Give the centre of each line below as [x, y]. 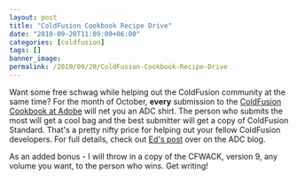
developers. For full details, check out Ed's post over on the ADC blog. [137, 139]
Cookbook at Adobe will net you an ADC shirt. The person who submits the [146, 111]
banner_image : [35, 59]
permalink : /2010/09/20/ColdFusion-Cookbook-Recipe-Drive [118, 67]
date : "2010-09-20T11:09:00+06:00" [75, 34]
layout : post [33, 17]
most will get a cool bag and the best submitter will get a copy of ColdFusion [149, 120]
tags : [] [25, 51]
